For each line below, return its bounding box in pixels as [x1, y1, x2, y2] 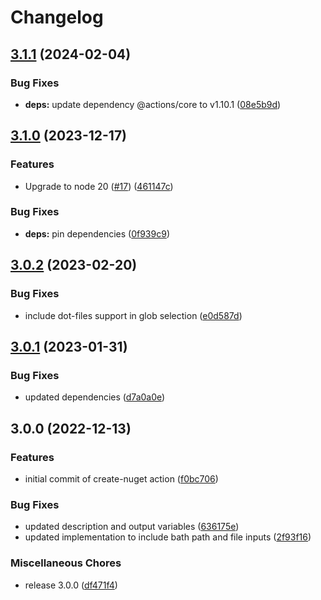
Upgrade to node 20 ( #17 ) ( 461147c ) [24, 180, 174, 192]
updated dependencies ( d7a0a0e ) [24, 391, 166, 403]
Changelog [10, 6, 104, 29]
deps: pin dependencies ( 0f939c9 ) [24, 227, 170, 240]
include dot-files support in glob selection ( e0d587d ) [24, 309, 243, 321]
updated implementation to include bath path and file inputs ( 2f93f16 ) [24, 531, 312, 543]
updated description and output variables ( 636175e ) [24, 521, 240, 533]
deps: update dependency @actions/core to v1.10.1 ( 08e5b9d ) [24, 98, 282, 110]
